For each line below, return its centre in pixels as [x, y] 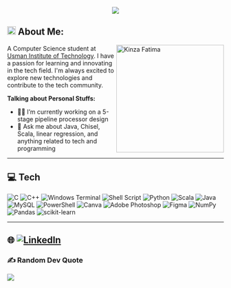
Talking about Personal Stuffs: [51, 98]
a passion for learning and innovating [60, 63]
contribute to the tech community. [55, 85]
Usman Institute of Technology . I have [61, 56]
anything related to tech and [57, 141]
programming [36, 148]
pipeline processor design [71, 119]
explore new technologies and [50, 78]
